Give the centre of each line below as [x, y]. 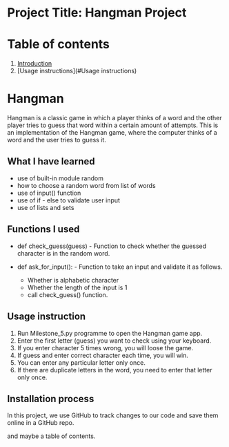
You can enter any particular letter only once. [81, 362]
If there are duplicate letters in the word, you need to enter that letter [114, 370]
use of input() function [49, 193]
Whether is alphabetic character [73, 280]
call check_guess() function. [68, 294]
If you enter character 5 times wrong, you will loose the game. [105, 348]
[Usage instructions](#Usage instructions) [77, 71]
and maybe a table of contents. [51, 436]
